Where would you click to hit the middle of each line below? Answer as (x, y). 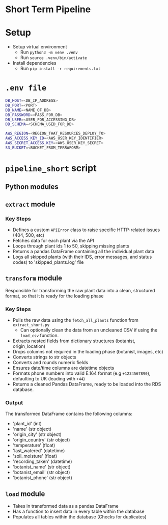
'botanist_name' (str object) (41, 467)
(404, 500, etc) (29, 235)
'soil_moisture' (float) (35, 456)
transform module (34, 278)
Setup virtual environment (40, 47)
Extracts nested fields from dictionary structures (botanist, (74, 341)
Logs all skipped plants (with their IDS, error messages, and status (82, 257)
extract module (30, 204)
